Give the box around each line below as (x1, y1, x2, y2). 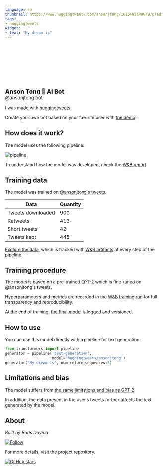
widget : (5, 26, 21, 31)
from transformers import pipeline (5, 346, 79, 351)
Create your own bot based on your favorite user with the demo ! (5, 115, 137, 120)
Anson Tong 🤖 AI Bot (5, 88, 65, 95)
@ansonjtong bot (5, 95, 43, 101)
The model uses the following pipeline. (5, 142, 84, 148)
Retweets (7, 217, 30, 224)
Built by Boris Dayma (5, 430, 48, 436)
